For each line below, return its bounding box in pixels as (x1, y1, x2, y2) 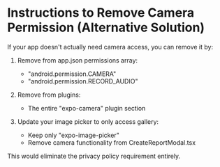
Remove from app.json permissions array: (17, 56, 138, 64)
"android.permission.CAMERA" (27, 70, 117, 78)
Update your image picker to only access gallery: (17, 117, 159, 126)
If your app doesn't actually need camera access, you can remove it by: (7, 42, 214, 51)
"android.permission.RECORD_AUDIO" (27, 77, 138, 85)
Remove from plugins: (17, 90, 81, 99)
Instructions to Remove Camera (7, 5, 195, 21)
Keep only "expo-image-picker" (27, 131, 120, 139)
